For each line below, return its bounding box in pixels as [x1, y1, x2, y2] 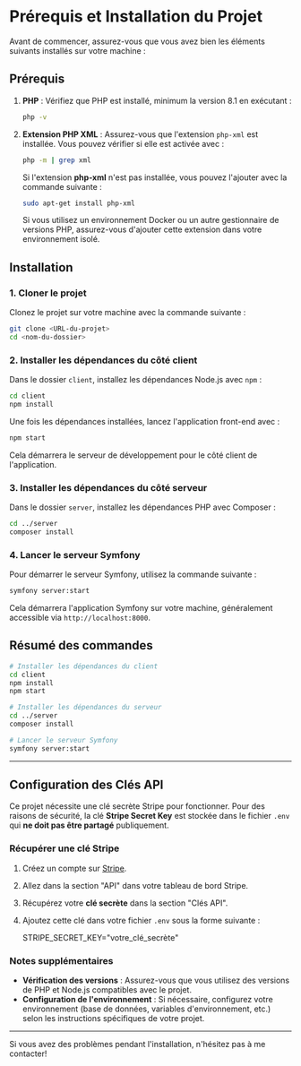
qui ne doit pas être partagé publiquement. [9, 820, 169, 830]
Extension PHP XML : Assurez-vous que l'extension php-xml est [21, 128, 259, 140]
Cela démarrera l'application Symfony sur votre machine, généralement [9, 602, 273, 613]
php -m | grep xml [21, 155, 91, 165]
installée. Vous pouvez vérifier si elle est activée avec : [21, 138, 225, 149]
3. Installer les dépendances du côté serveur [9, 481, 208, 494]
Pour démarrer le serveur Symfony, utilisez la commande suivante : [9, 569, 257, 580]
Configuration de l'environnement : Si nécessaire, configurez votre [21, 994, 273, 1005]
